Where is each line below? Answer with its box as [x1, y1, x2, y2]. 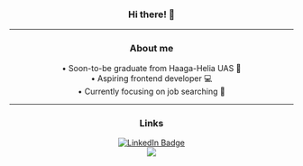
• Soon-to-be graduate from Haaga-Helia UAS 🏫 [61, 62, 242, 73]
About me [129, 42, 174, 55]
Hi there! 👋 [127, 8, 176, 21]
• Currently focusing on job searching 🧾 [78, 86, 225, 97]
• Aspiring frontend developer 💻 [90, 72, 213, 84]
